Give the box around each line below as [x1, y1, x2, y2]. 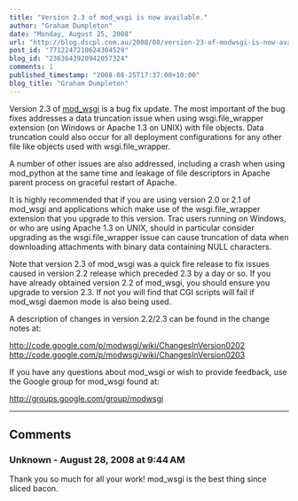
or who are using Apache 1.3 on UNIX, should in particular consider [9, 223, 255, 233]
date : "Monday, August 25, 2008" [9, 29, 133, 38]
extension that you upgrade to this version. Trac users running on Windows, [9, 213, 286, 223]
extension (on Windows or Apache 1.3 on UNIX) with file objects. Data [9, 121, 264, 133]
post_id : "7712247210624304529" [9, 46, 129, 55]
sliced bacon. [9, 483, 59, 494]
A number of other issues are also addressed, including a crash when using [9, 158, 286, 168]
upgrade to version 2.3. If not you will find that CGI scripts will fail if [9, 286, 255, 297]
